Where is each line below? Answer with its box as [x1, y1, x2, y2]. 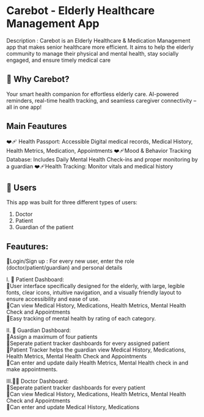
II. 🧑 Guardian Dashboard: [6, 327, 71, 334]
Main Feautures [6, 121, 67, 131]
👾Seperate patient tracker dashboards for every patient [6, 384, 145, 391]
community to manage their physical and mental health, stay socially [6, 50, 179, 57]
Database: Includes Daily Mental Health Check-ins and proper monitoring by [6, 155, 199, 163]
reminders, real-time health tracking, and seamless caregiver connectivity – [6, 97, 197, 104]
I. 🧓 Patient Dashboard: [6, 276, 64, 283]
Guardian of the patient [15, 224, 74, 231]
